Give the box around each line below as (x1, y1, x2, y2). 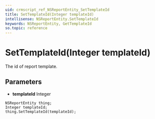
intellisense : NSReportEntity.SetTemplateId (5, 16, 99, 21)
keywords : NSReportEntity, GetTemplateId (5, 21, 92, 26)
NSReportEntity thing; (5, 100, 52, 106)
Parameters (5, 78, 42, 86)
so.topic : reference (5, 26, 48, 31)
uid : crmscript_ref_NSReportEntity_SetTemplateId (5, 7, 110, 12)
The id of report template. (5, 63, 58, 69)
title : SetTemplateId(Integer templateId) (5, 12, 94, 17)
